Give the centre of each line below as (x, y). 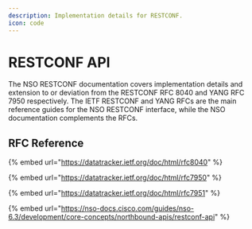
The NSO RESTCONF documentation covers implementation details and (126, 84)
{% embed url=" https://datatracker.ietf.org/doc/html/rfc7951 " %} (114, 193)
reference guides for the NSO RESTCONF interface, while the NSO (117, 110)
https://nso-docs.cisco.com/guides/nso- (128, 208)
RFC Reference (46, 143)
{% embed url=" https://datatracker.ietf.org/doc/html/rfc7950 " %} (115, 178)
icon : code (26, 23)
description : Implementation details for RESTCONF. (95, 16)
